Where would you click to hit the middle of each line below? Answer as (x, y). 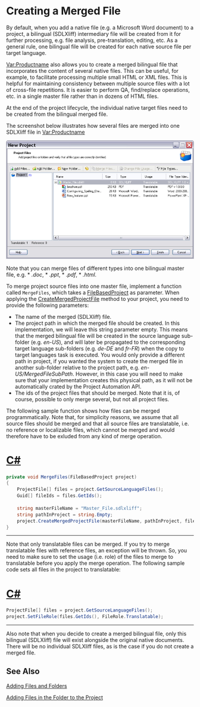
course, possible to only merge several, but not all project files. (92, 399)
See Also (23, 671)
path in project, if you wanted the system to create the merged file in (99, 361)
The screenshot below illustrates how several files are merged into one (93, 125)
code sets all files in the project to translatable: (63, 570)
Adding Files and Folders (37, 686)
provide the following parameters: (48, 305)
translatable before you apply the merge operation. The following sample (96, 563)
